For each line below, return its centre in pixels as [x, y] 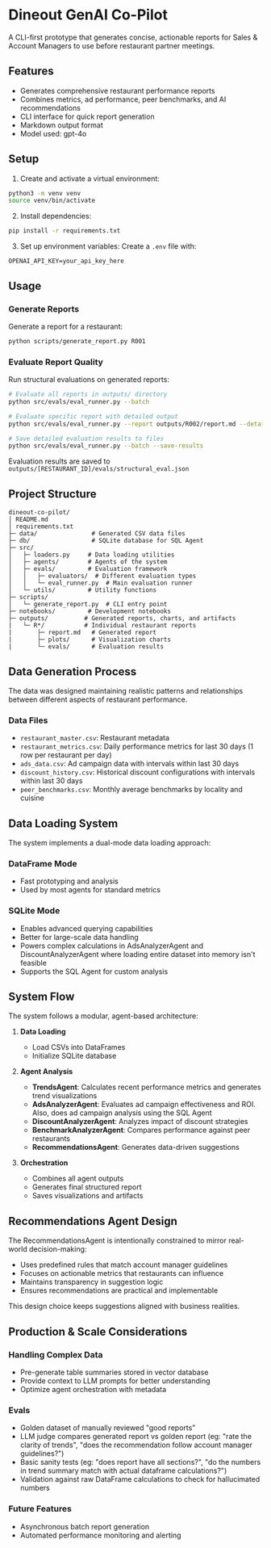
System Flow [42, 997]
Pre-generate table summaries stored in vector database [114, 1372]
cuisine [32, 798]
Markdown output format [61, 125]
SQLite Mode [34, 911]
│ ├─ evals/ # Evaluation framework [88, 569]
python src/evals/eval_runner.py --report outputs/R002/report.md [122, 424]
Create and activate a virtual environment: [90, 178]
